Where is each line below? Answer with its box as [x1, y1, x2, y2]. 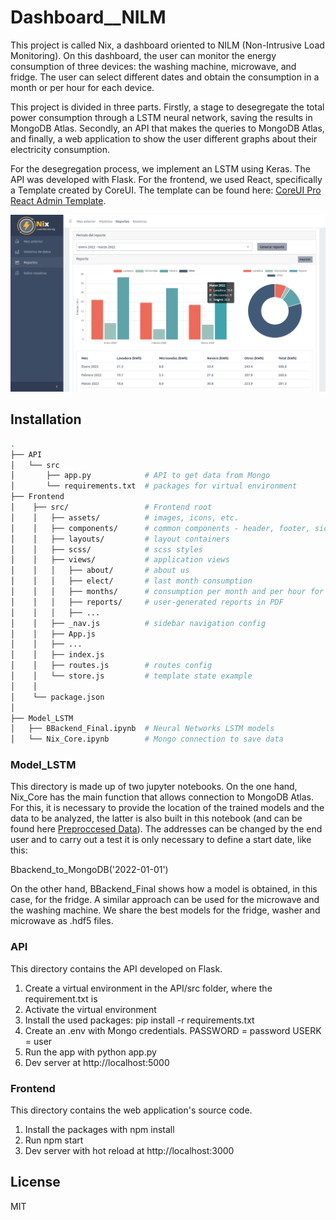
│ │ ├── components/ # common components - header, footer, [10, 523, 311, 533]
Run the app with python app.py [24, 1046, 157, 1058]
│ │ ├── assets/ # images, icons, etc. [10, 512, 240, 523]
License [10, 1174, 61, 1191]
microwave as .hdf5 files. [10, 915, 114, 927]
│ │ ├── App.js [10, 629, 97, 639]
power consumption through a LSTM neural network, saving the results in [10, 111, 313, 123]
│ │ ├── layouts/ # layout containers [10, 534, 230, 544]
